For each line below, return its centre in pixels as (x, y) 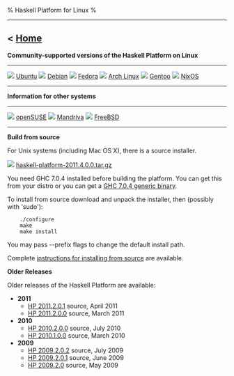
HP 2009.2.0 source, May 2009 (73, 365)
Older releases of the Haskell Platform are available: (81, 285)
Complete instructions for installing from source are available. (95, 258)
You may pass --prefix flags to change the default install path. (96, 244)
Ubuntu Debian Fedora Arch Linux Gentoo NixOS (107, 76)
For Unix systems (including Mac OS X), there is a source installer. (102, 150)
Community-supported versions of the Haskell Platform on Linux (103, 55)
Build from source (34, 137)
